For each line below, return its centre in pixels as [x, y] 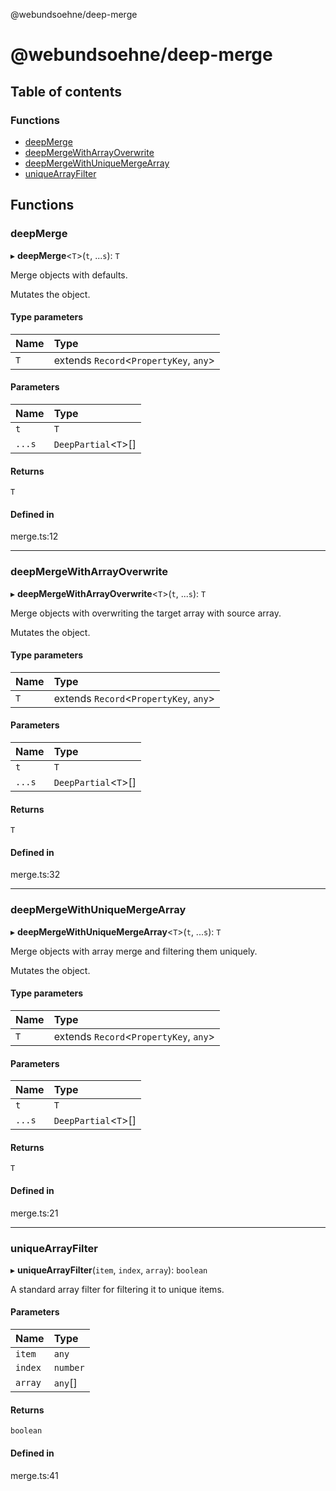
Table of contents [66, 91]
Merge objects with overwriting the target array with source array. [146, 613]
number [69, 1368]
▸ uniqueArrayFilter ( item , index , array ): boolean [109, 1270]
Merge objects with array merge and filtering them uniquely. [134, 951]
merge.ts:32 [35, 875]
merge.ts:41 [34, 1475]
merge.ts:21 [34, 1213]
